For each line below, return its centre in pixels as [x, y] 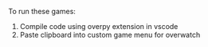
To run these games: [42, 11]
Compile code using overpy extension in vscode [99, 26]
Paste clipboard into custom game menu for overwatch [110, 35]
